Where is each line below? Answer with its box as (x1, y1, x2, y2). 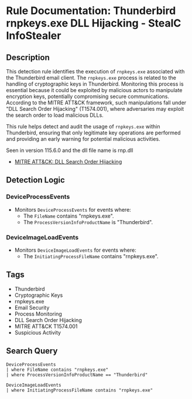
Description (6, 52, 50, 62)
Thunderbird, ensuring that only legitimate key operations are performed (6, 129, 181, 136)
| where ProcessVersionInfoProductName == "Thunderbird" (6, 371, 148, 378)
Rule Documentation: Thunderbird (6, 4, 176, 18)
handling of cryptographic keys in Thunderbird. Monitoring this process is (6, 80, 184, 87)
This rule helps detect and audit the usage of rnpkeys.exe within (6, 123, 160, 130)
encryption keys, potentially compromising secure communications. (6, 93, 170, 100)
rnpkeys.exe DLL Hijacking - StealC (6, 16, 181, 30)
